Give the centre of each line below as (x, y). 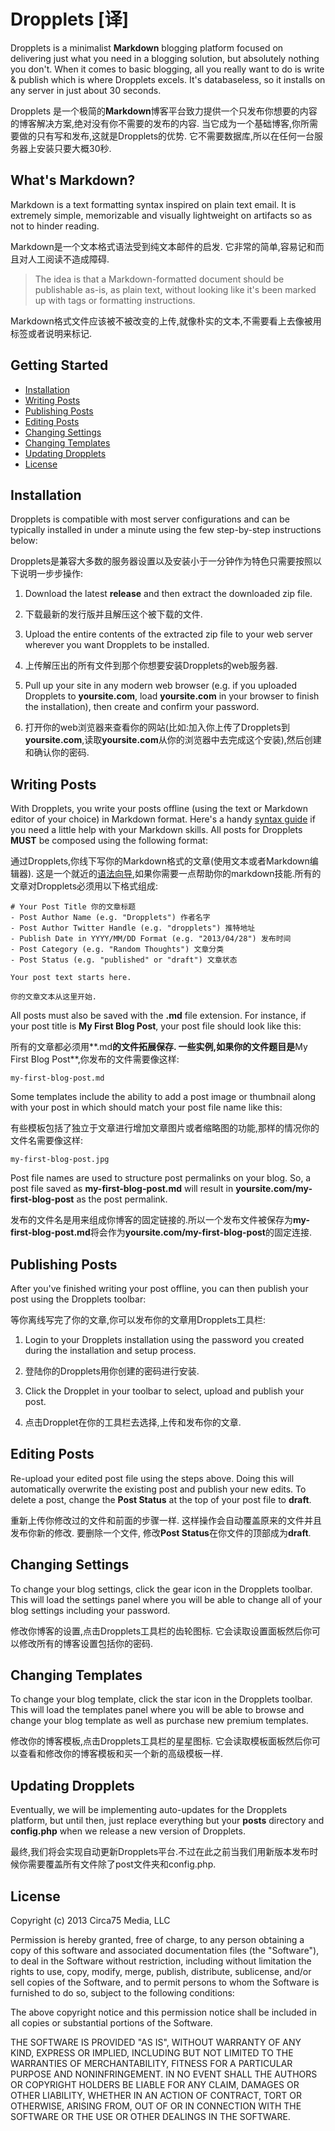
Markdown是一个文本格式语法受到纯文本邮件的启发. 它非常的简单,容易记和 (163, 246)
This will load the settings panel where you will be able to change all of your (166, 1599)
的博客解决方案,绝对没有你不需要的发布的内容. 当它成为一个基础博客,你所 (160, 123)
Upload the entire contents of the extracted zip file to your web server (168, 634)
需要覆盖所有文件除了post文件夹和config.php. (122, 1864)
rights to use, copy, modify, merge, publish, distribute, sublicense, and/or (161, 1972)
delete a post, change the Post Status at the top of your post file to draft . (161, 1499)
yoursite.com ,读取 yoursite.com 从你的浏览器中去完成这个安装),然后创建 (173, 740)
